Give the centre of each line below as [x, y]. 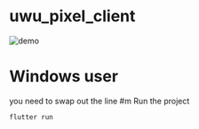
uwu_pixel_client [72, 16]
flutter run [31, 117]
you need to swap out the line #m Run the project [99, 101]
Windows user [64, 76]
